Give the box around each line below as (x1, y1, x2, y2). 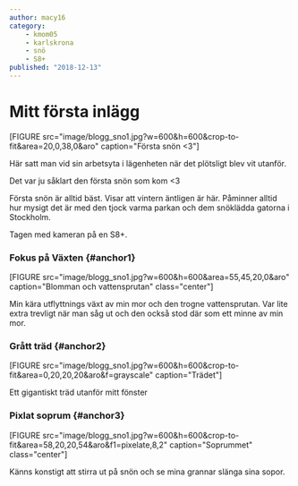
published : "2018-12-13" (9, 64, 102, 72)
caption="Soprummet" (169, 439, 253, 450)
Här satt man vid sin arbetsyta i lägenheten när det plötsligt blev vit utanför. (9, 158, 286, 168)
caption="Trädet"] (155, 370, 223, 380)
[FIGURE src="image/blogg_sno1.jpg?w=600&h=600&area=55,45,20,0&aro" (9, 272, 290, 283)
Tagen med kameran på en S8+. (9, 229, 128, 240)
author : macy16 (9, 13, 66, 22)
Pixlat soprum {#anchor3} (9, 409, 125, 422)
